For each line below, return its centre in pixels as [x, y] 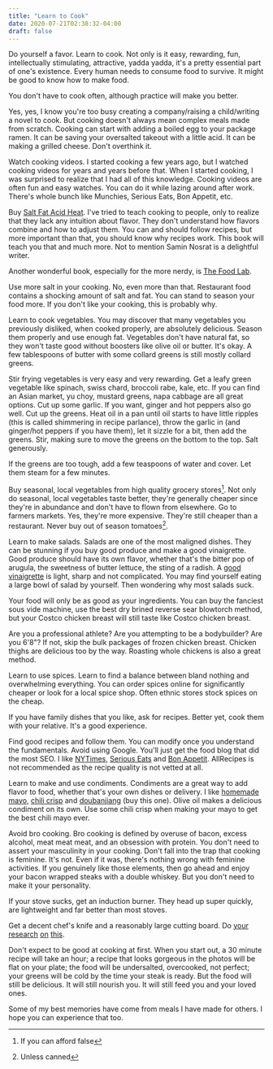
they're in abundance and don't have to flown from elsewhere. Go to [123, 507]
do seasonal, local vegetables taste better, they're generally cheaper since [133, 499]
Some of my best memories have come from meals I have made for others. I [135, 1009]
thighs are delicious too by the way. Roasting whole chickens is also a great [135, 651]
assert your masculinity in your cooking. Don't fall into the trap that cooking [134, 850]
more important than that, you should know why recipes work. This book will [136, 238]
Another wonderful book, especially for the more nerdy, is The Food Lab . [130, 271]
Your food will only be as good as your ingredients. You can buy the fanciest [136, 600]
